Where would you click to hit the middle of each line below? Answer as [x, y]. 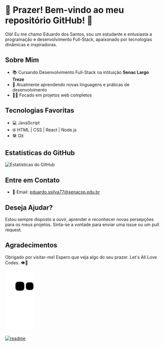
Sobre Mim [22, 60]
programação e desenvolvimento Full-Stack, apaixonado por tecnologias [79, 39]
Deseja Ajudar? [29, 207]
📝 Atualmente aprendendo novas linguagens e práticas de [71, 84]
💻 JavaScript [26, 123]
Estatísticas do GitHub [40, 153]
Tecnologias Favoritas [40, 110]
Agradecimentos [31, 245]
